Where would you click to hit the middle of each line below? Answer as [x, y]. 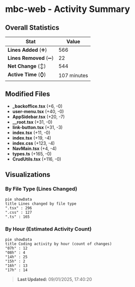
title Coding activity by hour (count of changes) [59, 244]
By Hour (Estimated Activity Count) [48, 229]
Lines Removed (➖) [31, 58]
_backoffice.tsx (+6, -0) [37, 106]
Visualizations [28, 175]
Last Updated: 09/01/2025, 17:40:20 [55, 279]
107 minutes [73, 75]
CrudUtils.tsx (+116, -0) [37, 159]
